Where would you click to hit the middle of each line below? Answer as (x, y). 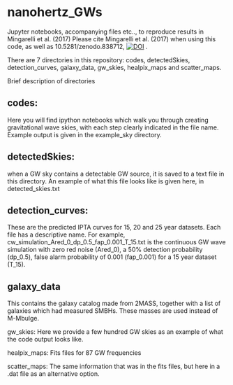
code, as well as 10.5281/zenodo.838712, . (77, 46)
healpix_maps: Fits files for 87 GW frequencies (74, 353)
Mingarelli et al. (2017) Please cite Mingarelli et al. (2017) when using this (112, 38)
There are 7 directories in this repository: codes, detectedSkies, (99, 59)
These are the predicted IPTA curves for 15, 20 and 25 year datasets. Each (114, 227)
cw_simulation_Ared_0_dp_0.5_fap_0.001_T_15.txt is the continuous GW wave (116, 242)
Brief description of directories (51, 80)
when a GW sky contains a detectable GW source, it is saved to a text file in (116, 174)
